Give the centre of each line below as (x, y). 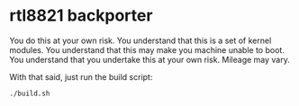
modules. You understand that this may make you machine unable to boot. (147, 49)
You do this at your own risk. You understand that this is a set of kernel (140, 40)
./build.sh (30, 93)
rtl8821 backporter (81, 16)
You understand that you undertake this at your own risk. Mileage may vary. (149, 59)
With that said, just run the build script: (81, 76)
